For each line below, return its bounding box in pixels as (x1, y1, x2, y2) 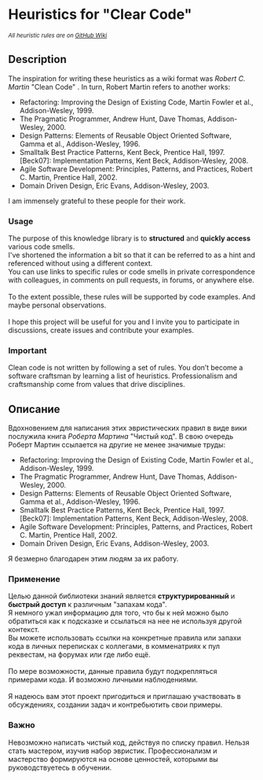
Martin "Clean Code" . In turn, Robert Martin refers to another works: (8, 82, 231, 91)
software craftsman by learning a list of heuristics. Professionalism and (8, 371, 238, 381)
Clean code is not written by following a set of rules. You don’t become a (8, 363, 243, 373)
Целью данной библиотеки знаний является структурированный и (8, 591, 236, 601)
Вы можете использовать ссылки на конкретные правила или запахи (8, 633, 242, 642)
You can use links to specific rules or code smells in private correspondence (8, 267, 255, 277)
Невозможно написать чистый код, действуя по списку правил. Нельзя (8, 738, 250, 747)
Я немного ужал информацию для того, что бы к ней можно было (8, 608, 229, 618)
